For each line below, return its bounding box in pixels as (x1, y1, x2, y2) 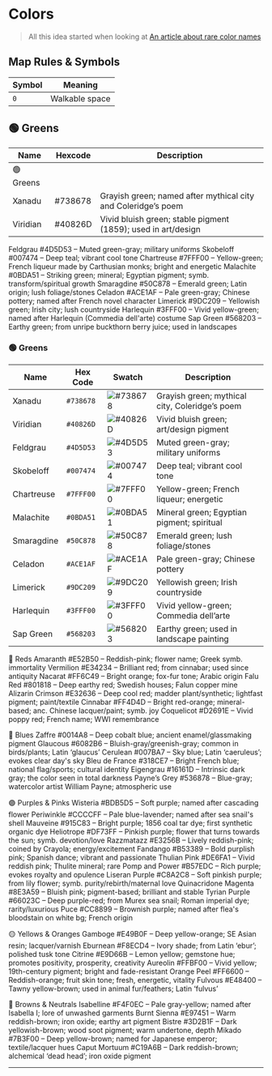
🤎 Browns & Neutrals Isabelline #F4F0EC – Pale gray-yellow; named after (8, 999, 252, 1009)
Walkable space (49, 92, 111, 104)
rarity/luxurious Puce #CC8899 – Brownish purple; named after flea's (8, 904, 239, 914)
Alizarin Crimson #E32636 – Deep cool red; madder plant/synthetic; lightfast (8, 688, 263, 698)
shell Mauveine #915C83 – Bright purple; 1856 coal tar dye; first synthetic (8, 818, 253, 827)
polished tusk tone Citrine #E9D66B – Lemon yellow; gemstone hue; (8, 949, 236, 959)
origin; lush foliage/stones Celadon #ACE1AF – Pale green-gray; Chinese (8, 287, 250, 297)
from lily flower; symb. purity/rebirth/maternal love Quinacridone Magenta (8, 878, 255, 888)
